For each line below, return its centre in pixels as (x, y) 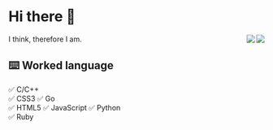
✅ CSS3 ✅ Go (32, 98)
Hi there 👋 (42, 17)
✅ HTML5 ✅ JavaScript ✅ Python (65, 107)
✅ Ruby (21, 116)
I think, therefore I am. (45, 39)
